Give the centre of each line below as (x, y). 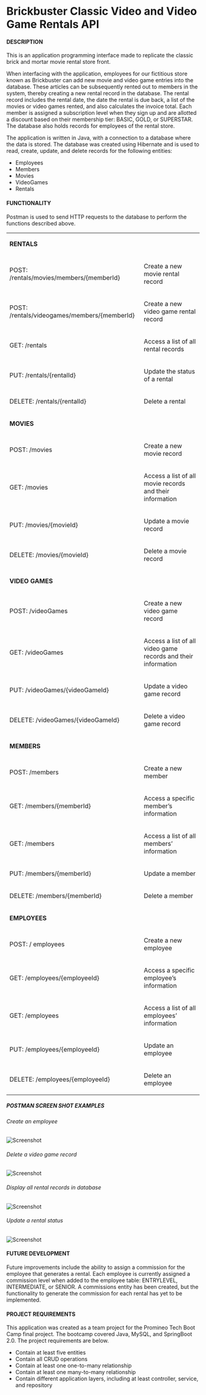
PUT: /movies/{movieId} (44, 525)
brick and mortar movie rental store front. (59, 62)
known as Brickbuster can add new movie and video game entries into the (100, 80)
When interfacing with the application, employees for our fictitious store (97, 74)
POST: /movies (31, 450)
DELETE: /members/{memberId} (56, 896)
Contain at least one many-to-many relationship (75, 1372)
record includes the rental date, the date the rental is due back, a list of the (101, 100)
